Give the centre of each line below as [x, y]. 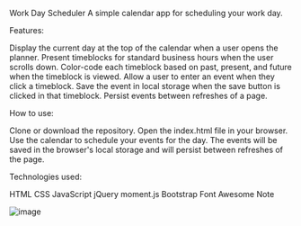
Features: [27, 30]
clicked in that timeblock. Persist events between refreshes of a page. [138, 95]
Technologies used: [46, 176]
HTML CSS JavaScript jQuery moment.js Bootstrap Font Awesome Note [142, 194]
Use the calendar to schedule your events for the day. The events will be [143, 140]
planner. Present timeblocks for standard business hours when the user [142, 57]
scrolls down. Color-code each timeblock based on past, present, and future [150, 67]
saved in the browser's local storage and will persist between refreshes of [146, 149]
